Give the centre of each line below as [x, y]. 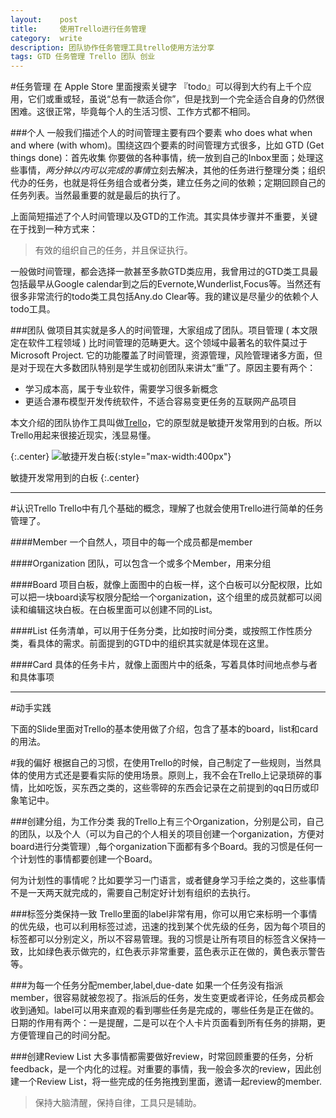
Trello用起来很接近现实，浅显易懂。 [83, 435]
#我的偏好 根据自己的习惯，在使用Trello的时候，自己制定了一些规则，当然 [161, 763]
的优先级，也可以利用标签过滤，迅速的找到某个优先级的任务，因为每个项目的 [168, 927]
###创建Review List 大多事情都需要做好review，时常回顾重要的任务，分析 [162, 1057]
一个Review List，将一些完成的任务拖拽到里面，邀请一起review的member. [170, 1082]
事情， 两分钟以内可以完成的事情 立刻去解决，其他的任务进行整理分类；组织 [172, 170]
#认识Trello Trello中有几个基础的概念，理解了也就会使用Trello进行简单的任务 [167, 508]
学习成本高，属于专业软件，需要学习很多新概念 [121, 389]
